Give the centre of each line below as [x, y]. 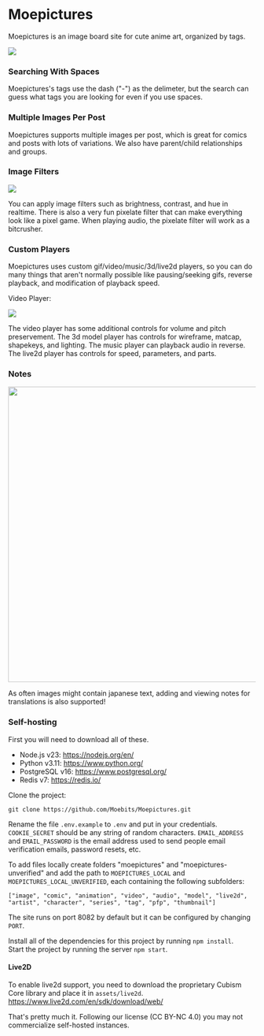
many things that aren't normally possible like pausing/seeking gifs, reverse [130, 275]
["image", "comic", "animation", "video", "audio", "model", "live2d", [128, 896]
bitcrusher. [26, 228]
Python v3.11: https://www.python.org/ [81, 763]
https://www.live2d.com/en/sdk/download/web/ [86, 1001]
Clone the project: [37, 795]
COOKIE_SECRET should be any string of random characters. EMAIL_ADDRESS [126, 832]
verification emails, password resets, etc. [75, 849]
